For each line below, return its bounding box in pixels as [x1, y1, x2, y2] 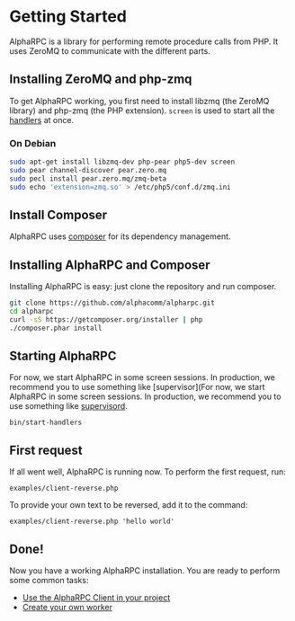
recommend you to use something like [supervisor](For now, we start [9, 382, 265, 393]
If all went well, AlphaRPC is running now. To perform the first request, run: [9, 466, 286, 477]
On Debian [9, 137, 57, 149]
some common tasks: [9, 575, 89, 586]
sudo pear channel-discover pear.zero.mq [9, 165, 167, 174]
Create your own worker [22, 602, 112, 613]
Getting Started [9, 6, 128, 27]
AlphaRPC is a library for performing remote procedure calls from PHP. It [9, 36, 279, 47]
